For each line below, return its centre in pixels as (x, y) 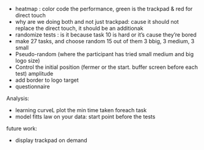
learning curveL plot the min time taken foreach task (81, 110)
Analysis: (18, 98)
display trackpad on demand (51, 140)
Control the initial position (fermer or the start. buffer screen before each (107, 67)
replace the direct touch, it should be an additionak (79, 28)
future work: (22, 128)
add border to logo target (47, 80)
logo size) (27, 61)
